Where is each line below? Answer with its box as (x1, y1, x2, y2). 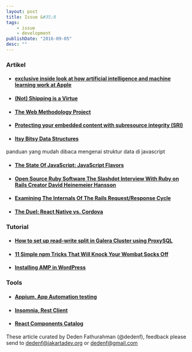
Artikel (6, 60, 26, 69)
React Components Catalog (14, 320, 84, 327)
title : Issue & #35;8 (6, 14, 57, 20)
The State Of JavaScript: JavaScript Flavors (14, 161, 124, 168)
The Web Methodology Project (14, 108, 91, 115)
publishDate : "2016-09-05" (6, 36, 72, 42)
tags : (6, 19, 19, 25)
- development (16, 31, 51, 36)
